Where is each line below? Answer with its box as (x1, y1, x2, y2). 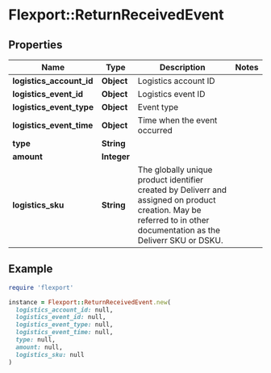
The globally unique (137, 164, 213, 175)
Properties (8, 38, 63, 52)
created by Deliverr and (137, 184, 227, 195)
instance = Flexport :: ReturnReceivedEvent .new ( (8, 298, 172, 306)
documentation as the (137, 224, 220, 236)
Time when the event (137, 115, 218, 126)
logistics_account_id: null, (15, 305, 114, 314)
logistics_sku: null (15, 350, 85, 358)
